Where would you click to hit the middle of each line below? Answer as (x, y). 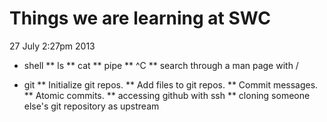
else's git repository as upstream (91, 106)
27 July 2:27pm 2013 (52, 46)
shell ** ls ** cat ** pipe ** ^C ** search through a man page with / (161, 65)
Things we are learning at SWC (140, 18)
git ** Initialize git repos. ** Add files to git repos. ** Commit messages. (171, 84)
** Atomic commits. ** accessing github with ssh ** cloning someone (167, 95)
